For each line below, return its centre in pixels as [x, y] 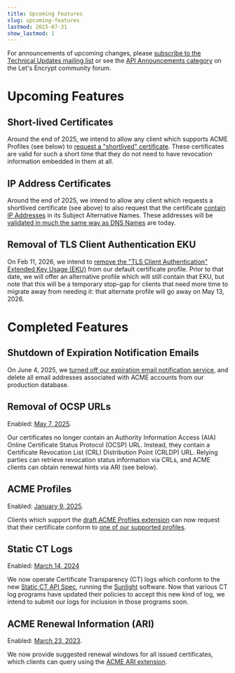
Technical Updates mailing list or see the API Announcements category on [115, 61]
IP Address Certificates [59, 183]
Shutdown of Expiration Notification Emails [103, 353]
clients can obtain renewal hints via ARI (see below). [83, 467]
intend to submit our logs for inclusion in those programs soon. [98, 602]
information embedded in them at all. [60, 161]
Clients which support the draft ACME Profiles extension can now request [114, 519]
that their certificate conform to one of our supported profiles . [97, 527]
